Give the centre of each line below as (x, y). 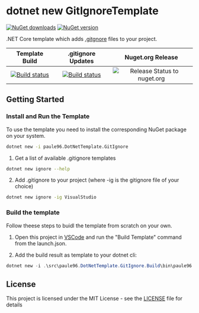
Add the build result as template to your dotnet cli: (76, 255)
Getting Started (35, 99)
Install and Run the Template (48, 116)
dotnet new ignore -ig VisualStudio (51, 197)
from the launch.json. (41, 243)
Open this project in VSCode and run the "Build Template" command (98, 237)
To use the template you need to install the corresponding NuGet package (96, 129)
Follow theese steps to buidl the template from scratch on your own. (89, 225)
